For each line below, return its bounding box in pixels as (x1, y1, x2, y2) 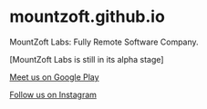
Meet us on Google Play (9, 71, 99, 83)
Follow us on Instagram (9, 89, 98, 100)
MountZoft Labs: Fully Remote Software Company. (9, 36, 199, 47)
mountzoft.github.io (9, 6, 166, 27)
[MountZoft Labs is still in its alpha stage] (9, 54, 164, 64)
